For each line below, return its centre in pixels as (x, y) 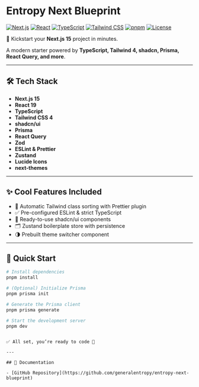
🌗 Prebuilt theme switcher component (62, 234)
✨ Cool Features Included (54, 192)
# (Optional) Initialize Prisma (46, 288)
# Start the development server (46, 321)
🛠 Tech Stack (32, 81)
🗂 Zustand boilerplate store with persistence (70, 225)
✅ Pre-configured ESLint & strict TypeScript (68, 212)
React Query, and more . (36, 56)
